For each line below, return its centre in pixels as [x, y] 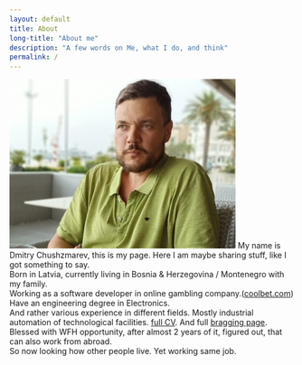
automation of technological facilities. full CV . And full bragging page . [139, 323]
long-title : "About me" [54, 38]
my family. [28, 284]
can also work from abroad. [61, 342]
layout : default [40, 19]
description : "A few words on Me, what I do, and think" [119, 48]
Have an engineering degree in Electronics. [90, 304]
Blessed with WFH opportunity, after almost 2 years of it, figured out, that [146, 332]
